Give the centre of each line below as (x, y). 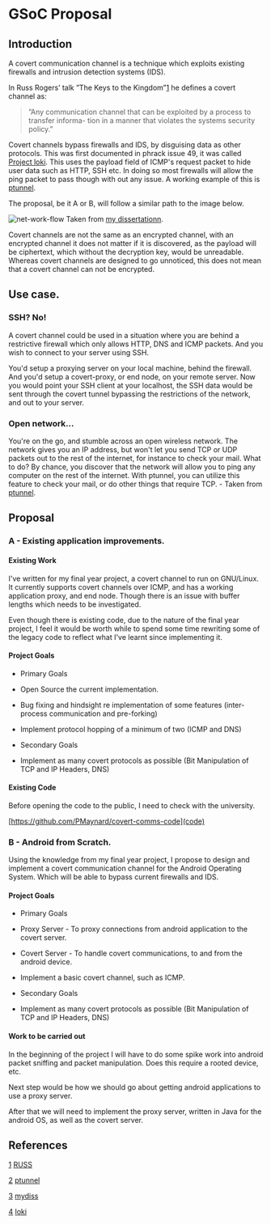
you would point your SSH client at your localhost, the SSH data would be (131, 385)
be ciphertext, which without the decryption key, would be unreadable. (126, 252)
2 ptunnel (24, 1180)
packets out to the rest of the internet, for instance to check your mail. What (135, 458)
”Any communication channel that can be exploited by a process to (140, 112)
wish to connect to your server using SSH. (79, 352)
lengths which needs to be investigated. (75, 604)
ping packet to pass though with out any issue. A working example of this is (134, 179)
